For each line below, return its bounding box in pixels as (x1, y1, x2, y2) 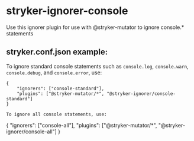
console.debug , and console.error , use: (6, 69, 102, 76)
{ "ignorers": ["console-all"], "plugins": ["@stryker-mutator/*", (6, 122, 157, 129)
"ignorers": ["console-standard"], (17, 86, 105, 91)
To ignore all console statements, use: (6, 111, 108, 117)
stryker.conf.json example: (6, 47, 108, 57)
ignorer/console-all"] (6, 128, 57, 135)
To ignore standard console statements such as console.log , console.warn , (6, 63, 189, 70)
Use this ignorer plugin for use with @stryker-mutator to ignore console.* (6, 24, 185, 31)
